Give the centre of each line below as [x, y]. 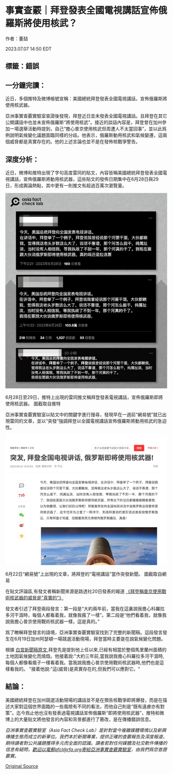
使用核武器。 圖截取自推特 [33, 403]
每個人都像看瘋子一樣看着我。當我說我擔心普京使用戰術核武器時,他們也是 [83, 662]
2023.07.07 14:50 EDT [28, 49]
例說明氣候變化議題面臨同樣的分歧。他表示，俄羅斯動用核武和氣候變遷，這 [84, 135]
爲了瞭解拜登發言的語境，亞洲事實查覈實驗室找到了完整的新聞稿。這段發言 [84, 632]
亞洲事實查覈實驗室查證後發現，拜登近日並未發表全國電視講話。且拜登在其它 [86, 116]
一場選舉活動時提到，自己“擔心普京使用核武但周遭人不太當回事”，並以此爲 [88, 129]
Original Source [22, 766]
